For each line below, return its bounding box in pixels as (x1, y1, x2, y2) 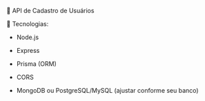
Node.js (16, 33, 39, 41)
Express (16, 47, 40, 54)
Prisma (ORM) (16, 60, 57, 68)
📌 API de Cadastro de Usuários (6, 7, 95, 14)
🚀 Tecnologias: (6, 20, 49, 27)
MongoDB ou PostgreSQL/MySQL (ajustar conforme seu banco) (16, 87, 199, 94)
